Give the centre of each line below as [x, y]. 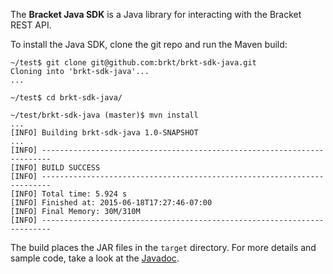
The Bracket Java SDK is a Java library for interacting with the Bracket [156, 14]
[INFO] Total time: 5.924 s [69, 194]
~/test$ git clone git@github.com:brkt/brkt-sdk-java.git [133, 63]
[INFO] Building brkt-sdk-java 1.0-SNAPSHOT [104, 133]
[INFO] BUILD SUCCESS [55, 168]
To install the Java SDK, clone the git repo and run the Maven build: [149, 44]
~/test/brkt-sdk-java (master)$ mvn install [104, 115]
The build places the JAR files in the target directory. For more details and [163, 247]
